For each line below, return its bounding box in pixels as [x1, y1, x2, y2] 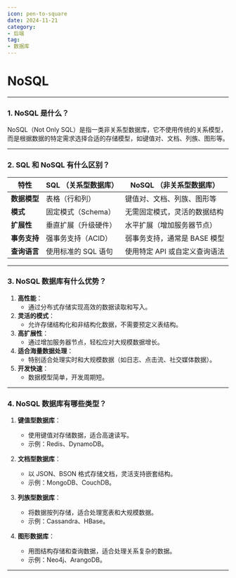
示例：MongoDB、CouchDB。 [27, 478, 116, 487]
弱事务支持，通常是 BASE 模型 [125, 233, 225, 243]
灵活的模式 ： [17, 311, 55, 320]
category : [7, 23, 37, 30]
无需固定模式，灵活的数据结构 [125, 206, 224, 216]
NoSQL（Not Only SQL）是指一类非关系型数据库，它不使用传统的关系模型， [7, 126, 227, 134]
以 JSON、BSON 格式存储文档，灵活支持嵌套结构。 [27, 470, 177, 478]
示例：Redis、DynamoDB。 [27, 440, 107, 448]
